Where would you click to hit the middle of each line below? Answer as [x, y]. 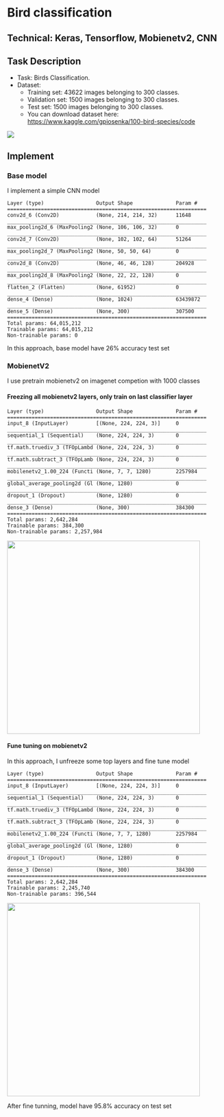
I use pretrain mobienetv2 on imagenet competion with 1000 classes [104, 381]
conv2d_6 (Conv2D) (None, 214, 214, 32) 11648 [99, 215]
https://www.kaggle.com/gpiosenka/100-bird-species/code [111, 122]
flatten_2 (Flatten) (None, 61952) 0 [93, 287]
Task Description [44, 61]
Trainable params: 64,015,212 [50, 330]
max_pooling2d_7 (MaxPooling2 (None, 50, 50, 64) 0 [93, 251]
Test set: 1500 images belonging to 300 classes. [96, 107]
